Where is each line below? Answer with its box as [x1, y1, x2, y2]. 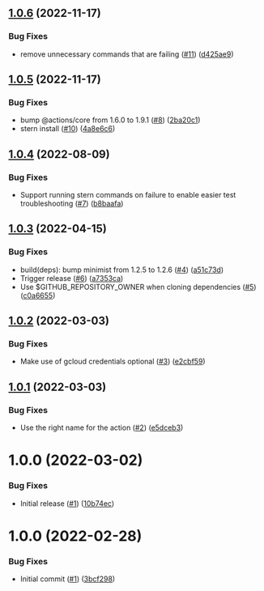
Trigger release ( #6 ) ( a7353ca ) [19, 273, 124, 283]
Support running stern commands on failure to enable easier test [19, 190, 236, 200]
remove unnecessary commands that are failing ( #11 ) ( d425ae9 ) [19, 49, 234, 59]
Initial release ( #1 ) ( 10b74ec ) [19, 498, 115, 508]
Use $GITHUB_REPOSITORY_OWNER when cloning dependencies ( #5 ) [19, 282, 257, 291]
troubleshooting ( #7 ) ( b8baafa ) [19, 198, 124, 209]
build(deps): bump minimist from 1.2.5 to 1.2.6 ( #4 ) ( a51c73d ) [19, 265, 224, 274]
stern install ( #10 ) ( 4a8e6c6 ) [19, 124, 116, 134]
